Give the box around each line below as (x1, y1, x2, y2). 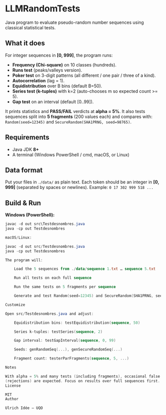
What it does (5, 39, 45, 48)
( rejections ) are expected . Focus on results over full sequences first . (5, 378, 161, 383)
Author (5, 397, 19, 402)
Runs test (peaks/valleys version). (12, 67, 83, 73)
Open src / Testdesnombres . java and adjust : (5, 311, 94, 316)
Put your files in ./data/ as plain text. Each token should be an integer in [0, (5, 179, 160, 185)
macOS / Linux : (5, 235, 32, 240)
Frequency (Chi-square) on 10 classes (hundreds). (12, 61, 117, 67)
